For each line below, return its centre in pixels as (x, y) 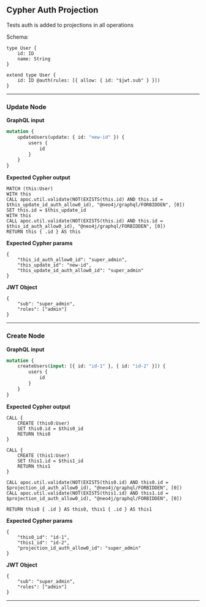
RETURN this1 (34, 466)
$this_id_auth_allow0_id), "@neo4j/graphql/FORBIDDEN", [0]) (86, 227)
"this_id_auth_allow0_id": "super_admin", (72, 260)
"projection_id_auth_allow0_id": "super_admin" (79, 548)
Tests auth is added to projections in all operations (70, 25)
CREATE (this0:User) (44, 423)
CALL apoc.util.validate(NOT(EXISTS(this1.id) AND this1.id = (87, 493)
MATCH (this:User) (30, 189)
